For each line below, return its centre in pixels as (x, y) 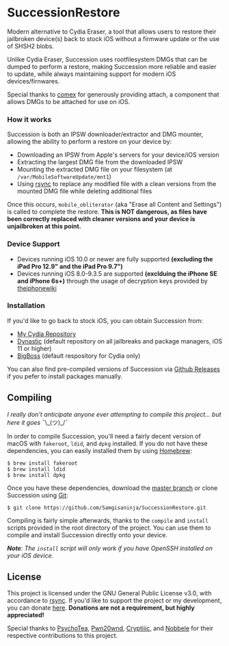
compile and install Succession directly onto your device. (87, 534)
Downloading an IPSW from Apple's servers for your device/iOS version (118, 155)
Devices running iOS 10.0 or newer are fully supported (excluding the (115, 259)
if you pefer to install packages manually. (65, 376)
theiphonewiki (37, 288)
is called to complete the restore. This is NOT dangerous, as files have (107, 212)
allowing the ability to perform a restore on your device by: (90, 142)
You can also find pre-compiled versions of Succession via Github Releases (113, 369)
